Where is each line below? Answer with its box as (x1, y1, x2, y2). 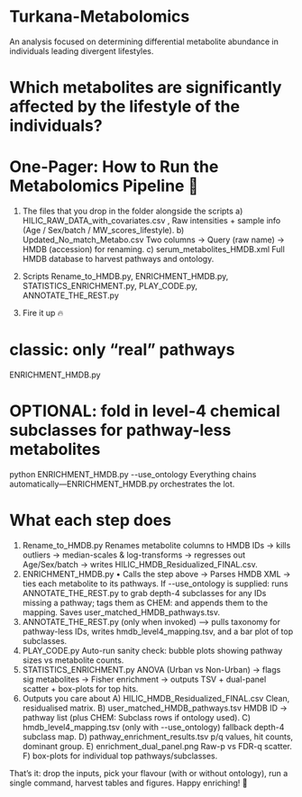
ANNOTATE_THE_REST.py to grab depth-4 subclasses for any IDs (22, 587, 267, 598)
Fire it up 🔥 (22, 308, 64, 319)
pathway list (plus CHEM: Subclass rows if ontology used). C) (22, 711, 251, 722)
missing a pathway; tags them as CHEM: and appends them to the (22, 597, 269, 608)
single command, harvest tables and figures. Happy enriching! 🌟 (9, 777, 248, 788)
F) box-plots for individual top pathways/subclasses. (22, 750, 218, 761)
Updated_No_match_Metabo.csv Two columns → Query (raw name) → (22, 234, 286, 245)
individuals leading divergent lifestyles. (9, 45, 154, 56)
